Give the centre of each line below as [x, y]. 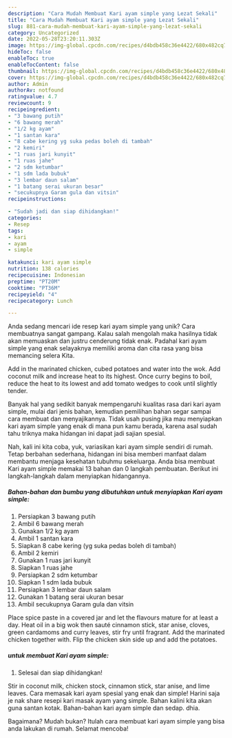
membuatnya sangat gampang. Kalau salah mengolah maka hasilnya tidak [113, 334]
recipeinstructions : [38, 199]
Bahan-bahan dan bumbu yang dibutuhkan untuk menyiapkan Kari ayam [115, 492]
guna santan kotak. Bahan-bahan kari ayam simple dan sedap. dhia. [104, 708]
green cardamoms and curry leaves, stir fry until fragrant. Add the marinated [116, 632]
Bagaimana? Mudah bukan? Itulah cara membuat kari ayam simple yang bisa [116, 721]
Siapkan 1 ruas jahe [45, 568]
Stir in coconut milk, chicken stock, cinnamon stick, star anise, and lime [109, 686]
